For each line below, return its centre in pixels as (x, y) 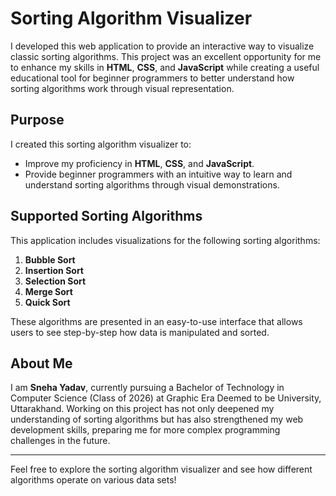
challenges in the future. (60, 441)
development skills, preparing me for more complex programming (145, 430)
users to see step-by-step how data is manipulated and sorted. (140, 332)
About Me (41, 363)
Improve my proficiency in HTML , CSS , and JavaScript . (139, 163)
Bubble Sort (50, 259)
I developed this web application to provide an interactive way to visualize (162, 46)
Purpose (37, 120)
